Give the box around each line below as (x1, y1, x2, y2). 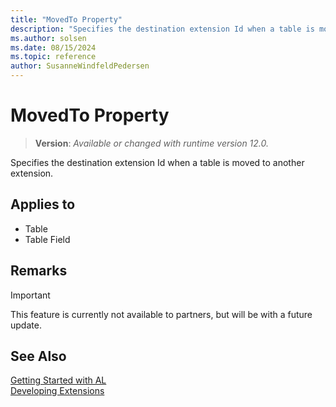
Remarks (10, 262, 68, 280)
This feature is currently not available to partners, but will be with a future (10, 308, 313, 320)
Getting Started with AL (10, 374, 107, 386)
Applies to (10, 196, 76, 213)
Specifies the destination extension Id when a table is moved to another (10, 156, 305, 168)
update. (10, 319, 42, 331)
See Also (10, 347, 67, 365)
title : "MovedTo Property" (10, 14, 123, 25)
